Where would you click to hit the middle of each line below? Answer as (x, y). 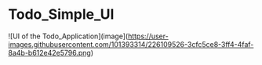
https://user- (148, 36)
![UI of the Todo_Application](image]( (68, 36)
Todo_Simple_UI (61, 14)
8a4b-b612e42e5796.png (50, 52)
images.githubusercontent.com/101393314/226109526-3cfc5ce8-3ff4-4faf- (131, 44)
